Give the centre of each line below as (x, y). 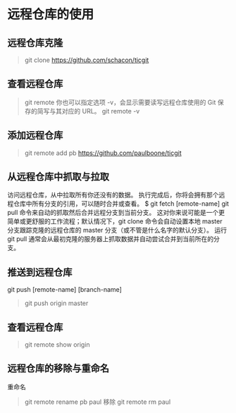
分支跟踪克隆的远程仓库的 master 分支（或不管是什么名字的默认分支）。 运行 (117, 230)
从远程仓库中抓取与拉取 (58, 177)
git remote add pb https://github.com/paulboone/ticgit (103, 153)
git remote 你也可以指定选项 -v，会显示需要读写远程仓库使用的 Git (120, 102)
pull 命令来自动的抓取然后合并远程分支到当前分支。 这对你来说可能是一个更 (116, 213)
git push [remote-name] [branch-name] (64, 290)
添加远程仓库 (35, 136)
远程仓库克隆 (35, 43)
